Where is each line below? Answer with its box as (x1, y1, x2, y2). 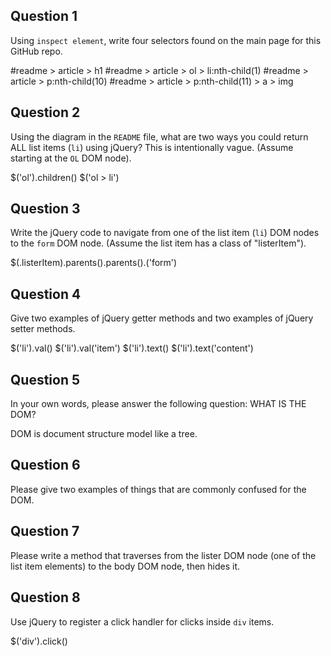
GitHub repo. (10, 45, 63, 57)
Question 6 (10, 457, 81, 474)
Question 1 (10, 8, 78, 25)
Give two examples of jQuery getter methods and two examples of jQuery (10, 312, 314, 324)
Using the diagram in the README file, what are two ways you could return (10, 130, 309, 143)
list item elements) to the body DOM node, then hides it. (10, 560, 241, 572)
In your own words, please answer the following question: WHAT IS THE (10, 398, 307, 410)
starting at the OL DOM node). (10, 152, 132, 164)
